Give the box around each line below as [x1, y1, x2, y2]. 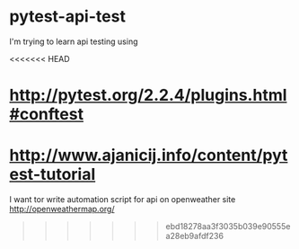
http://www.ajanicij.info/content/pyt [9, 146, 288, 165]
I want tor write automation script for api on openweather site [9, 194, 236, 205]
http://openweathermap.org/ [9, 204, 115, 215]
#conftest [9, 104, 84, 125]
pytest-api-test [9, 6, 126, 27]
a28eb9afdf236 [165, 231, 224, 242]
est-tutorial [9, 165, 96, 185]
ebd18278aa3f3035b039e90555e [165, 221, 291, 232]
